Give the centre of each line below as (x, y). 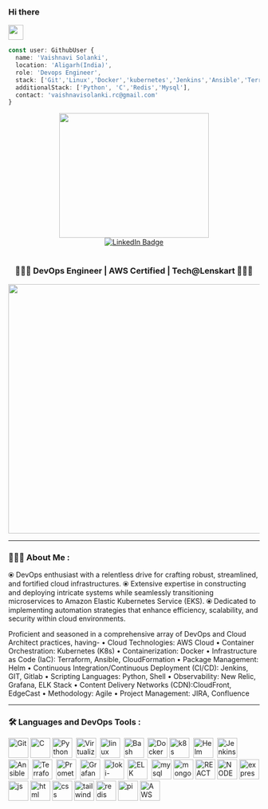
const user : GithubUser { (51, 50)
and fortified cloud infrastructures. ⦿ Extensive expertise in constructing (127, 584)
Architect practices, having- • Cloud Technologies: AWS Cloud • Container (131, 643)
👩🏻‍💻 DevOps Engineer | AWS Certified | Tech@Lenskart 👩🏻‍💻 (134, 271)
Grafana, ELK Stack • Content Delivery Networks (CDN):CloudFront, (120, 685)
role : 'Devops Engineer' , (59, 73)
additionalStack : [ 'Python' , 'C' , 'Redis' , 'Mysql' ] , (103, 87)
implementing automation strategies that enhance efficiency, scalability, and (133, 610)
